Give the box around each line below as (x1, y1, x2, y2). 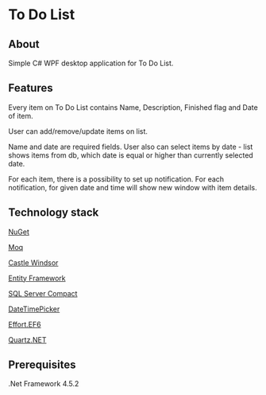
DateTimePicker (8, 304, 60, 314)
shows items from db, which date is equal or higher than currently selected (8, 150, 254, 160)
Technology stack (8, 205, 99, 220)
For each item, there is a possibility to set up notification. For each (8, 174, 225, 184)
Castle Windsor (8, 257, 59, 268)
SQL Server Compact (8, 288, 78, 298)
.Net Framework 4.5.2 (8, 379, 79, 389)
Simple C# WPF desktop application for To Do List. (8, 58, 174, 68)
